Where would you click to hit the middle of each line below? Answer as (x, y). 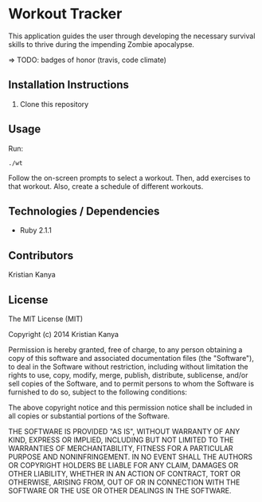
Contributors (41, 255)
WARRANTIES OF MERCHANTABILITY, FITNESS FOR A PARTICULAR (121, 448)
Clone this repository (54, 104)
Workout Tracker (65, 14)
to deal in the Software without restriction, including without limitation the (128, 367)
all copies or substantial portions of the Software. (89, 416)
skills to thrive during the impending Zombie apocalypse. (102, 44)
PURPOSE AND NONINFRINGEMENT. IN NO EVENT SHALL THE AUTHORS (131, 457)
